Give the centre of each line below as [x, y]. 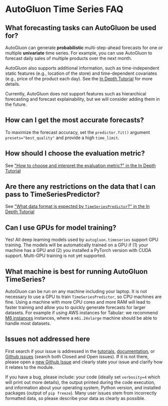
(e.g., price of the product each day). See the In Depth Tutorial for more [79, 79]
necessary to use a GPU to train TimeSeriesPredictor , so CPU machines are [83, 297]
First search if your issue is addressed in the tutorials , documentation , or [80, 351]
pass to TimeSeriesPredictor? [53, 194]
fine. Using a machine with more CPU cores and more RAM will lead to [78, 302]
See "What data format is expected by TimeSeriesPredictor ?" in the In [77, 206]
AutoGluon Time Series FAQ [64, 9]
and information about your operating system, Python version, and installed [83, 387]
